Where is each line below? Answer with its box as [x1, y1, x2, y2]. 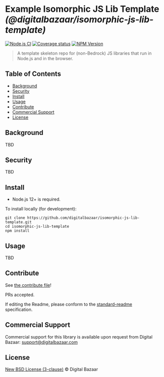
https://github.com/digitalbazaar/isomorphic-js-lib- [27, 215, 140, 220]
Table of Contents [5, 70, 62, 78]
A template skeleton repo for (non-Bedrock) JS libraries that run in [17, 50, 152, 56]
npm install [5, 228, 30, 234]
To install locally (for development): [5, 206, 77, 212]
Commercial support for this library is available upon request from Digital [5, 334, 153, 340]
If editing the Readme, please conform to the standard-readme [5, 301, 132, 307]
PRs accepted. [5, 292, 35, 298]
